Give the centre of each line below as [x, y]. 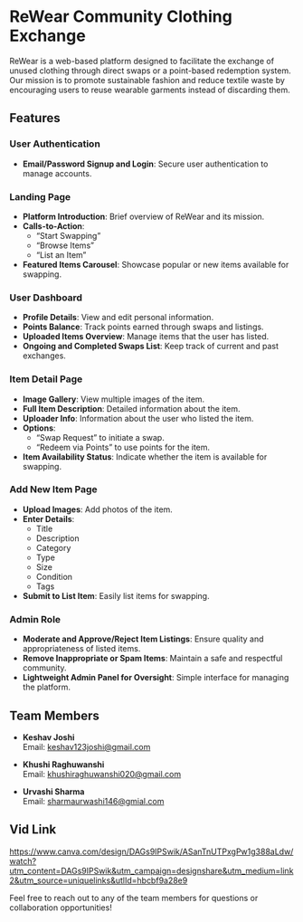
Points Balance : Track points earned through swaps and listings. [143, 327]
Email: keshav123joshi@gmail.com [86, 746]
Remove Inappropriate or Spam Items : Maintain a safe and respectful [152, 659]
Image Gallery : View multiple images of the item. [114, 399]
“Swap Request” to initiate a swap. [100, 437]
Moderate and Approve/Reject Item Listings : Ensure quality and [143, 639]
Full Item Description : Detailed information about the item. [131, 408]
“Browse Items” [65, 245]
